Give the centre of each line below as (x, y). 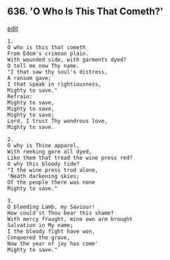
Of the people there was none (51, 182)
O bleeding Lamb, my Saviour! (51, 207)
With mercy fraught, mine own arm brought (70, 219)
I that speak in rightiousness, (54, 84)
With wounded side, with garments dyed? (67, 60)
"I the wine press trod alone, (53, 170)
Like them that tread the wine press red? (70, 158)
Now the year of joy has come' (53, 244)
